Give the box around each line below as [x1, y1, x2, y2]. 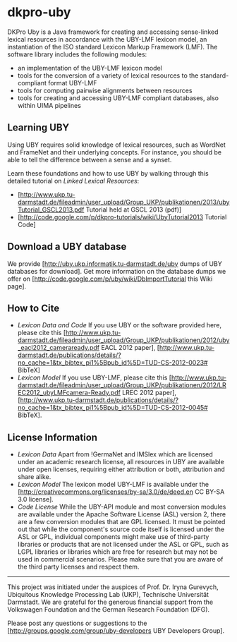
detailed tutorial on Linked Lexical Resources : [7, 176, 140, 185]
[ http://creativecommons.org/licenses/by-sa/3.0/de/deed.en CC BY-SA [17, 487, 225, 496]
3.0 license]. [17, 495, 54, 504]
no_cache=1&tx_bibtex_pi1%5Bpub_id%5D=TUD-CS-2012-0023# [17, 358, 208, 367]
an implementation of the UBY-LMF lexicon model [17, 63, 162, 72]
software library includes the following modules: [7, 50, 147, 59]
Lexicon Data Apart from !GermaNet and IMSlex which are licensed [17, 450, 213, 459]
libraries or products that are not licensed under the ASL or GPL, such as [17, 540, 229, 549]
